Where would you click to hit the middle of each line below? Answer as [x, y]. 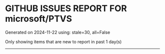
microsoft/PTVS [39, 19]
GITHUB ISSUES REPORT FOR [66, 9]
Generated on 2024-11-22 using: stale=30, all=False [58, 32]
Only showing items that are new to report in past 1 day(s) [63, 41]
